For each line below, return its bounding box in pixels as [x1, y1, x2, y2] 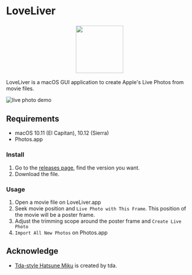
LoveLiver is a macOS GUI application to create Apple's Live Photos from [6, 79, 184, 86]
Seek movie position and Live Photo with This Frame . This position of [14, 204, 187, 212]
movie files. [6, 85, 34, 92]
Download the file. [14, 170, 60, 177]
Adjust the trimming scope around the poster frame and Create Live [14, 218, 182, 225]
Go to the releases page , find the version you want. [14, 164, 140, 171]
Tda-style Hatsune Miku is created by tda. [14, 262, 117, 269]
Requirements [6, 114, 59, 124]
